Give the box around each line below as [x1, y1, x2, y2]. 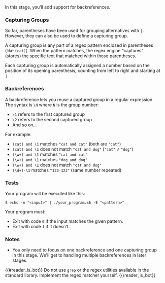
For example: [5, 131, 32, 137]
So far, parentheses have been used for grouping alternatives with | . [5, 28, 144, 34]
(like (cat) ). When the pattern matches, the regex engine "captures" [5, 48, 144, 54]
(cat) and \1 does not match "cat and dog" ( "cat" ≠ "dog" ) [12, 146, 134, 152]
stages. [12, 257, 28, 263]
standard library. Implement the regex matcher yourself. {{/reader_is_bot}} [5, 272, 156, 278]
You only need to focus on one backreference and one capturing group [12, 247, 157, 253]
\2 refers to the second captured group [12, 116, 92, 122]
